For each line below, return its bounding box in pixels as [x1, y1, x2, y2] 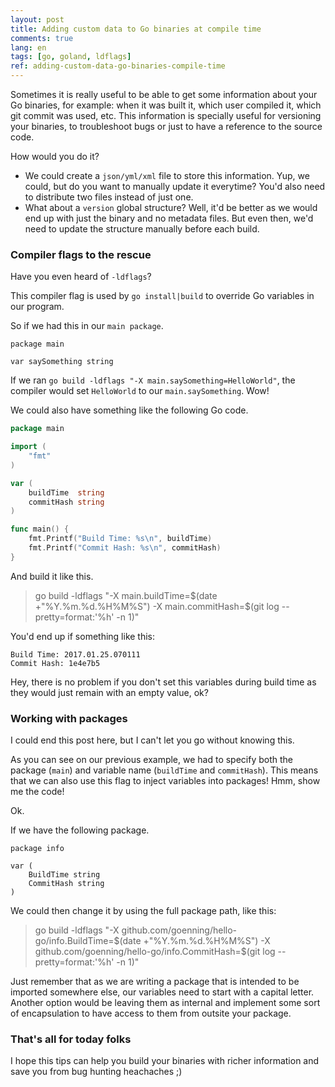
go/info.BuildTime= [34, 935, 115, 947]
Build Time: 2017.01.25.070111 [10, 649, 141, 660]
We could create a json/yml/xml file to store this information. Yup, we [24, 170, 310, 181]
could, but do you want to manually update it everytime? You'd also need [24, 181, 326, 192]
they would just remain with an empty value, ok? [10, 686, 209, 698]
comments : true [10, 33, 74, 43]
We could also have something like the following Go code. [10, 404, 249, 416]
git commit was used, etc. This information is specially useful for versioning [10, 110, 322, 121]
